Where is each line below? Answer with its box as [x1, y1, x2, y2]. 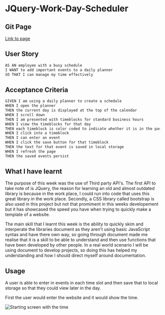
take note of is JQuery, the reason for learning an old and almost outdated [5, 186, 155, 191]
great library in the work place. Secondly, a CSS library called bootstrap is [5, 196, 155, 202]
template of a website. [5, 212, 50, 218]
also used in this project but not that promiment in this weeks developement [5, 201, 159, 207]
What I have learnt [5, 167, 62, 176]
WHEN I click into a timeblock [5, 131, 69, 136]
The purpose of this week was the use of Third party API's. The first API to [5, 180, 156, 186]
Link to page [5, 35, 30, 41]
